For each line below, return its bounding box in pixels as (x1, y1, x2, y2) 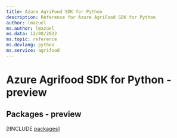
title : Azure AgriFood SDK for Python (6, 8, 103, 15)
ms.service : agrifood (6, 48, 60, 54)
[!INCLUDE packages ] (6, 125, 60, 132)
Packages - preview (6, 109, 82, 120)
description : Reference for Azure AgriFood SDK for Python (6, 14, 156, 20)
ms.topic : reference (6, 36, 58, 42)
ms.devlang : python (6, 42, 55, 48)
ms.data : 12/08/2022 (6, 31, 58, 37)
